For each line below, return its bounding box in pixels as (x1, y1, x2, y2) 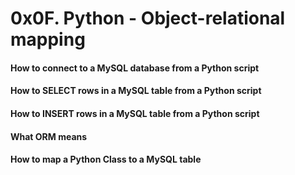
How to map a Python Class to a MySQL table (10, 153, 202, 166)
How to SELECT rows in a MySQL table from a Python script (10, 85, 262, 97)
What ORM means (10, 130, 88, 142)
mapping (10, 28, 86, 51)
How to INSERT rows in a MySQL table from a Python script (10, 107, 260, 119)
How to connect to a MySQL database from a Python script (10, 62, 260, 74)
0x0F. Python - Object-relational (10, 7, 286, 30)
